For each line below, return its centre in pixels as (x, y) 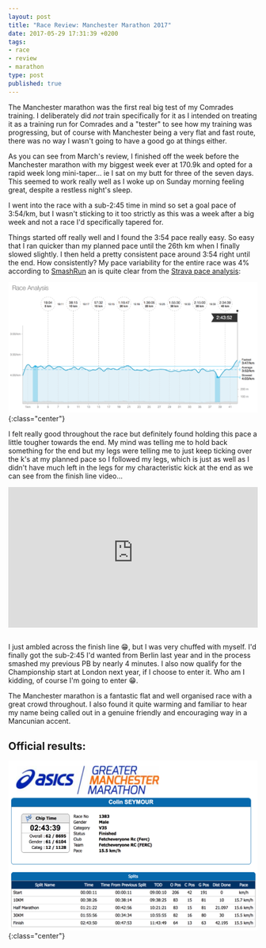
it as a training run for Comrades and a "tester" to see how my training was (130, 124)
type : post (26, 75)
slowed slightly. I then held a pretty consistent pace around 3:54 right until (129, 254)
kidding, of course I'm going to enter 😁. (73, 680)
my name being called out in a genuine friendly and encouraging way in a (128, 713)
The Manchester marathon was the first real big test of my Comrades (121, 107)
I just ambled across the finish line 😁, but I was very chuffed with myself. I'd (133, 647)
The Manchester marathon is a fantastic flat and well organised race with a (130, 696)
